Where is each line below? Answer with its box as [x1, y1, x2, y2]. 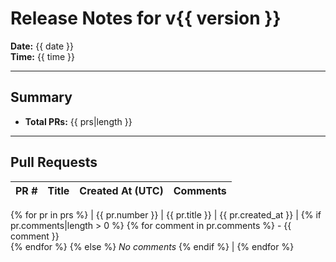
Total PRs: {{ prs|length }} [24, 115, 133, 127]
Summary [10, 89, 73, 106]
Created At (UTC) [79, 183, 164, 197]
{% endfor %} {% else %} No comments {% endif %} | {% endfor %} [10, 240, 295, 252]
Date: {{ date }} [10, 40, 74, 52]
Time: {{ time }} [10, 50, 76, 62]
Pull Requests [10, 154, 98, 171]
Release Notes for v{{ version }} [10, 7, 282, 30]
